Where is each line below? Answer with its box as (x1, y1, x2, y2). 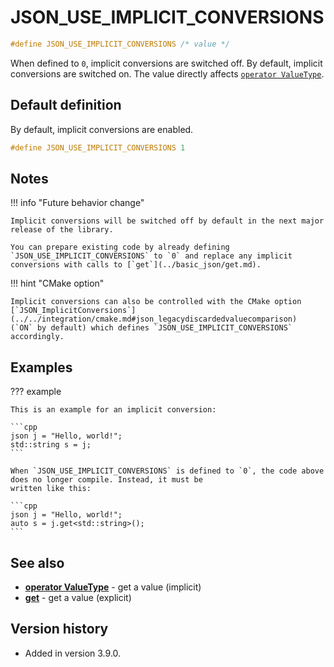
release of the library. (10, 225, 114, 235)
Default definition (10, 97, 122, 114)
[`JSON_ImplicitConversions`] (10, 306, 137, 316)
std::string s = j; (10, 440, 92, 450)
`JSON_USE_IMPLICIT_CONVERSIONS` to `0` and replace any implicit (10, 251, 293, 261)
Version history (10, 621, 109, 638)
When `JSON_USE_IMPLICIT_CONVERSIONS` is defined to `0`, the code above (10, 466, 325, 476)
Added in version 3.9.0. (24, 647, 122, 659)
